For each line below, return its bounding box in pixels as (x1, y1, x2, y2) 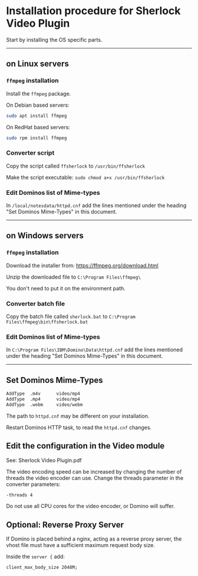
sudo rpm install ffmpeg (6, 135, 67, 141)
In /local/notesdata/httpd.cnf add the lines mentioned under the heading (6, 202, 187, 209)
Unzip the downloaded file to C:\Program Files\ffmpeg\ (6, 273, 141, 280)
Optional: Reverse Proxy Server (6, 519, 124, 529)
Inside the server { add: (6, 553, 65, 560)
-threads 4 (6, 492, 33, 498)
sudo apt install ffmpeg (6, 113, 67, 119)
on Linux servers (6, 59, 69, 69)
